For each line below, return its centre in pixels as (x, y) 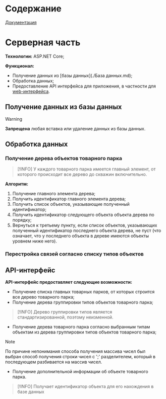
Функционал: (20, 66)
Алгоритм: (17, 184)
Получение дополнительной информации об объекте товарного (80, 372)
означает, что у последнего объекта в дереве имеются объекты (81, 236)
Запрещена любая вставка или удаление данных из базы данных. (75, 128)
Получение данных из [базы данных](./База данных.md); (72, 76)
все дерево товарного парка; (43, 297)
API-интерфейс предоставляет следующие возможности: (69, 282)
